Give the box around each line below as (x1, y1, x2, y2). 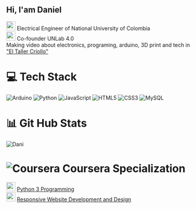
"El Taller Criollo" (6, 48, 49, 55)
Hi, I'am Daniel (6, 5, 62, 15)
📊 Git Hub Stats (6, 116, 87, 130)
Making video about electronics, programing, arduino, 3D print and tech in (6, 41, 191, 48)
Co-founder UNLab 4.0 (16, 34, 74, 42)
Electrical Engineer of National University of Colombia (16, 24, 151, 32)
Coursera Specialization (62, 161, 186, 175)
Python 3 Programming (16, 185, 74, 193)
